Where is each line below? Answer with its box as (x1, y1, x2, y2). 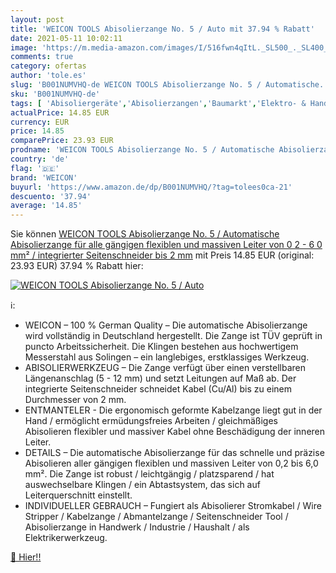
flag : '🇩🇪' (10, 163, 60, 173)
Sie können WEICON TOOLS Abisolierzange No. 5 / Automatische (10, 228, 280, 240)
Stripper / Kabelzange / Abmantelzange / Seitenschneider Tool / (24, 511, 289, 523)
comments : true (10, 52, 74, 62)
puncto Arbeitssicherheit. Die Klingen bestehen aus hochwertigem (24, 341, 299, 353)
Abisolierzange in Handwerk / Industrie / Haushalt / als (24, 521, 250, 533)
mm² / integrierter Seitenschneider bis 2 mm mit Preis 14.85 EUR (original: (10, 249, 315, 261)
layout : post (10, 14, 65, 25)
